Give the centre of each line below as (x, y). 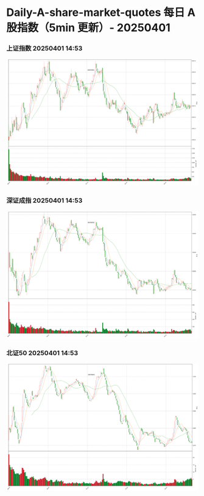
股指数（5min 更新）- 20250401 (88, 28)
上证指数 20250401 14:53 (44, 48)
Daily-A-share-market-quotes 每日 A (101, 13)
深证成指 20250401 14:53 (44, 201)
